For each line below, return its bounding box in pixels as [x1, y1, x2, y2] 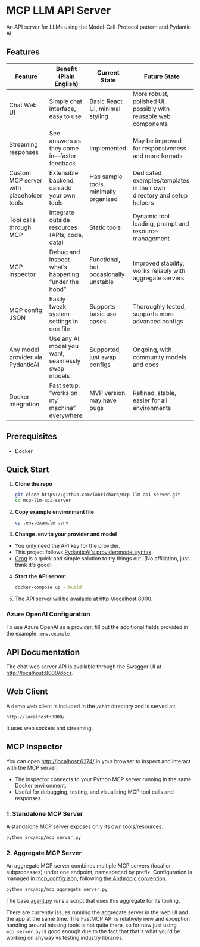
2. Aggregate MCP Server [6, 849, 82, 857]
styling [89, 112, 109, 120]
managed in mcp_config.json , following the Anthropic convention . [6, 875, 167, 882]
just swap [89, 353, 117, 361]
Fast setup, [49, 381, 80, 390]
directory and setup [133, 191, 188, 199]
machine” [49, 403, 76, 412]
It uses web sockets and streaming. [6, 724, 93, 732]
